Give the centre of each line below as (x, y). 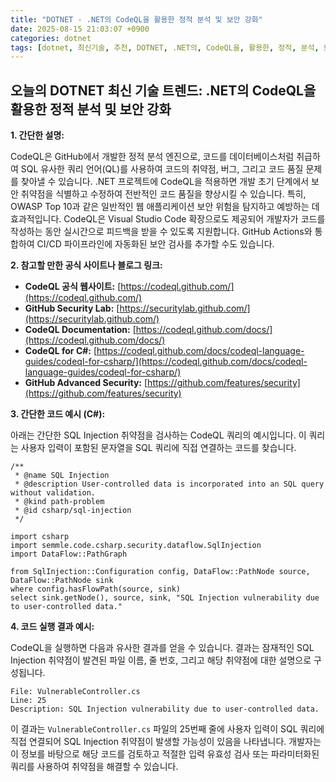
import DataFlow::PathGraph (69, 554)
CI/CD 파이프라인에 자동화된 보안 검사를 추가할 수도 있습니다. (155, 244)
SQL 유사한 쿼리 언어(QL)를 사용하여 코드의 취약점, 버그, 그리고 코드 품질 (162, 169)
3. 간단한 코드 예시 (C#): (58, 414)
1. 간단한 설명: (37, 135)
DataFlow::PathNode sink (62, 581)
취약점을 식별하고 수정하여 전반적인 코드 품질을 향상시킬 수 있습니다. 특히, (163, 194)
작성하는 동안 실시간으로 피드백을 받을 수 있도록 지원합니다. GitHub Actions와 (161, 232)
